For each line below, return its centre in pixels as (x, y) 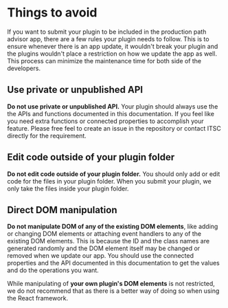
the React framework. (38, 298)
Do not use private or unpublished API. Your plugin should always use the (113, 106)
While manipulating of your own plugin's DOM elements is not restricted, (111, 284)
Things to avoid (52, 13)
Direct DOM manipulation (62, 210)
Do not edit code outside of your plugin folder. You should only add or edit (114, 174)
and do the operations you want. (53, 270)
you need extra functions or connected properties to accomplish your (105, 121)
